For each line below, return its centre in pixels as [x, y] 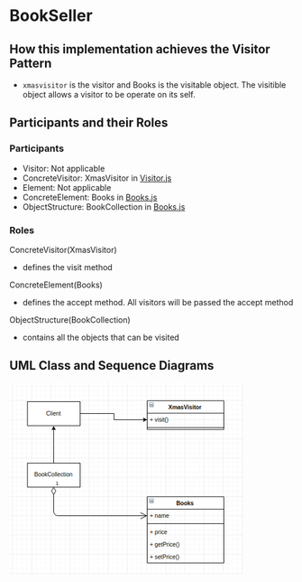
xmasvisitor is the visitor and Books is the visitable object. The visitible [154, 85]
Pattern [31, 63]
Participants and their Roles [89, 123]
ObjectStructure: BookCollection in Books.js [104, 207]
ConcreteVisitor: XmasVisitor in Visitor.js [97, 178]
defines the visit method [67, 267]
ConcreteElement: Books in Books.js [90, 197]
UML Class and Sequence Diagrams [112, 366]
